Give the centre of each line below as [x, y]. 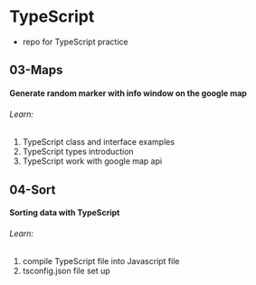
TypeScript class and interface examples [98, 142]
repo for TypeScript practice [75, 42]
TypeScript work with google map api [92, 161]
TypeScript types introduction [78, 152]
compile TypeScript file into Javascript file [101, 261]
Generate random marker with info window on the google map [128, 93]
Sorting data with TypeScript [65, 213]
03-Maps [36, 70]
